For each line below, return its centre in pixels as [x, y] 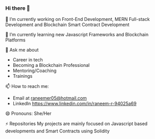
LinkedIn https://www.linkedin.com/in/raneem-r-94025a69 [74, 104]
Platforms [15, 40]
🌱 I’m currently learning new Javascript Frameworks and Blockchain [77, 35]
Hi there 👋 [18, 8]
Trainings [23, 76]
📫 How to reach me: [27, 86]
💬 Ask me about [22, 50]
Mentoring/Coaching [35, 71]
